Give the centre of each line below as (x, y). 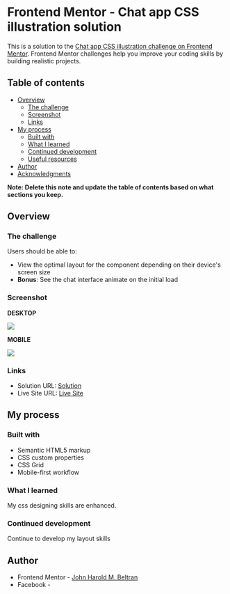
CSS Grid (30, 464)
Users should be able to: (42, 251)
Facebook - (34, 585)
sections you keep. (35, 194)
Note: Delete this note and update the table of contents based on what (110, 187)
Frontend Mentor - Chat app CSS (103, 12)
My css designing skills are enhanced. (62, 506)
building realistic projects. (44, 61)
